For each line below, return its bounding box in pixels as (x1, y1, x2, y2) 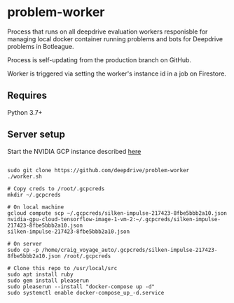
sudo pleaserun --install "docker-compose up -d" (7, 283, 156, 290)
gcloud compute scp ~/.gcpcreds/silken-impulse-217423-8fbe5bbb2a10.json (7, 209, 228, 217)
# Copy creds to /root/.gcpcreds (7, 185, 105, 192)
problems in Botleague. (7, 42, 75, 50)
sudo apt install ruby (7, 271, 74, 278)
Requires (7, 90, 48, 101)
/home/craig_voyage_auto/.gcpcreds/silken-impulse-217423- (41, 246, 218, 253)
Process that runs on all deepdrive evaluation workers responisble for (7, 27, 208, 36)
